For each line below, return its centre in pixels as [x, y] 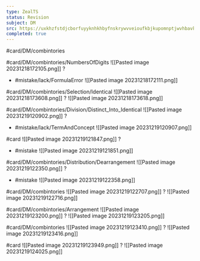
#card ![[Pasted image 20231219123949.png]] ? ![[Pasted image [85, 246]
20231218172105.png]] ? [36, 69]
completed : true [26, 34]
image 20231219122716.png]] [42, 198]
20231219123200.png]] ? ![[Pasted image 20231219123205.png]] [85, 216]
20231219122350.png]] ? [37, 169]
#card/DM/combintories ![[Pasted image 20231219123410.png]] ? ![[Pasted [98, 228]
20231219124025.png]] [35, 251]
